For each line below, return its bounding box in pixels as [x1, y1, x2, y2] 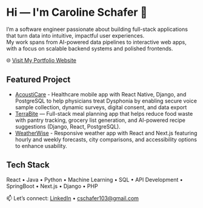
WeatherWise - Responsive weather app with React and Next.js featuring [15, 129, 198, 136]
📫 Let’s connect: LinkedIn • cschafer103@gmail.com [6, 194, 139, 202]
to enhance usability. [15, 142, 67, 149]
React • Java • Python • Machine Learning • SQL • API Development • [6, 176, 183, 183]
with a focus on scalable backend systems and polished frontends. [6, 45, 173, 52]
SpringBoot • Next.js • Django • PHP [6, 182, 98, 190]
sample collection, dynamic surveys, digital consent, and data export [15, 103, 187, 111]
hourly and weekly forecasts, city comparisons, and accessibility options [15, 136, 197, 143]
